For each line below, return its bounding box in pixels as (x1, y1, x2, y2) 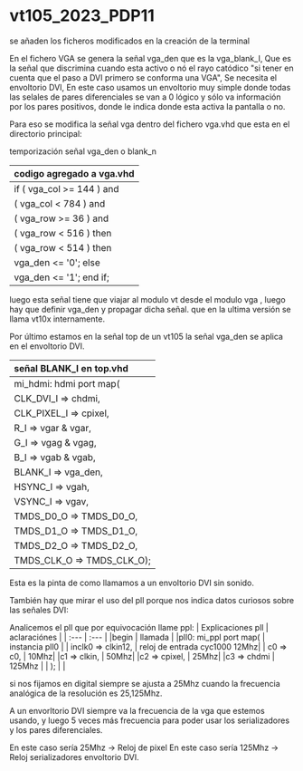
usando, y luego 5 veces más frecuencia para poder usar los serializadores (9, 715, 290, 726)
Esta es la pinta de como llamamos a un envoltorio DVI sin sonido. (9, 577, 255, 588)
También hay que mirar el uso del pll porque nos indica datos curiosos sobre (9, 594, 295, 605)
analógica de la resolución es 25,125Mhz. (9, 688, 163, 699)
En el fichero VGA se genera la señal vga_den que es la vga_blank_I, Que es (9, 53, 292, 63)
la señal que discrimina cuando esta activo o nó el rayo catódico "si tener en (9, 63, 294, 73)
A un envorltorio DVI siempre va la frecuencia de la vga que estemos (9, 705, 265, 716)
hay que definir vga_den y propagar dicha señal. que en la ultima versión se (9, 304, 291, 314)
